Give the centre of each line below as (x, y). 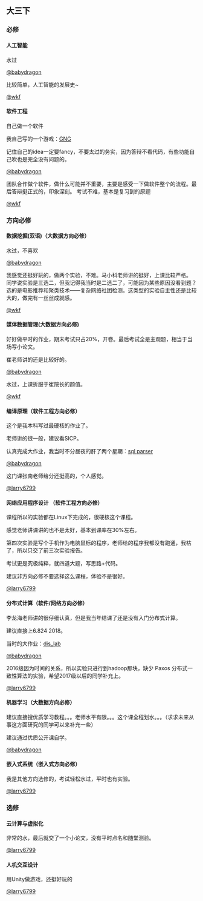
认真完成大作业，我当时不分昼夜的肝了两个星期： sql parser (79, 451)
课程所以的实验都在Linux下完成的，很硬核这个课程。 (71, 517)
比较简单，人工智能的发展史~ (43, 84)
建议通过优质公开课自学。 (38, 737)
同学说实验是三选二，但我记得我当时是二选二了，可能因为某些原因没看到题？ (101, 282)
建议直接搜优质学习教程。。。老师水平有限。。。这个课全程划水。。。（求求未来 (98, 717)
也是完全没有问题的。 (43, 159)
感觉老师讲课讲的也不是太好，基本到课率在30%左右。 (73, 530)
